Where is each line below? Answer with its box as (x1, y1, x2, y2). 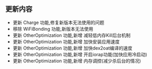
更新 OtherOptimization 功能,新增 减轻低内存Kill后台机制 (12, 32, 131, 38)
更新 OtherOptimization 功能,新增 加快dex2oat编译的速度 (12, 45, 132, 51)
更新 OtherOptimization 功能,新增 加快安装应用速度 (12, 38, 120, 44)
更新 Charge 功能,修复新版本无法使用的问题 (12, 19, 104, 26)
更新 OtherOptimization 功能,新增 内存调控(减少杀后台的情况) (12, 58, 141, 64)
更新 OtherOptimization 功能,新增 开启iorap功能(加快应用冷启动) (12, 51, 147, 57)
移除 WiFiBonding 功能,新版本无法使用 (12, 26, 93, 32)
